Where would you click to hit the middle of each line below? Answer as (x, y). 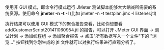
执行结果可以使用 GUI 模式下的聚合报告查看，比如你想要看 (64, 24)
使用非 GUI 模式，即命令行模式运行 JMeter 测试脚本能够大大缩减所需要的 (79, 7)
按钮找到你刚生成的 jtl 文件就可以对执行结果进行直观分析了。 (77, 42)
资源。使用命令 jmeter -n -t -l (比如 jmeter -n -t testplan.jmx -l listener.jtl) (83, 13)
